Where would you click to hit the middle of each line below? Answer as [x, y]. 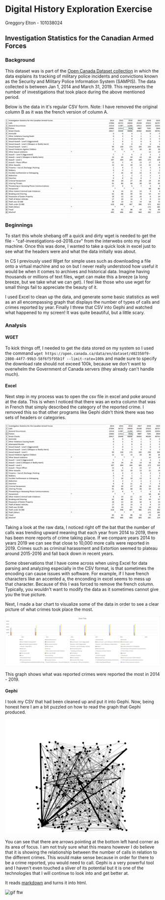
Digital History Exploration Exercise [79, 9]
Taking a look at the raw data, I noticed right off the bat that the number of [80, 527]
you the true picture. [26, 595]
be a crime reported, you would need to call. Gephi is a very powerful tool [80, 863]
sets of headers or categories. [36, 418]
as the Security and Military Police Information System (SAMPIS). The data [81, 81]
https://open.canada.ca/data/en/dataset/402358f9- [98, 354]
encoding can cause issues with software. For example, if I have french [77, 574]
